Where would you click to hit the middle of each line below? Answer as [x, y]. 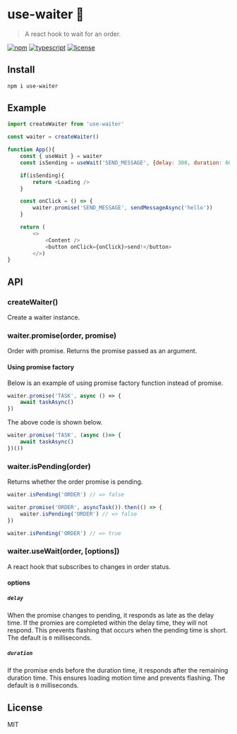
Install [21, 70]
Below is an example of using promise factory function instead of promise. [115, 383]
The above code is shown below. [55, 422]
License [25, 708]
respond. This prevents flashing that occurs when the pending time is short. [117, 630]
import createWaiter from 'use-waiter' [66, 124]
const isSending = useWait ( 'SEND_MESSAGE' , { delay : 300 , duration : [121, 163]
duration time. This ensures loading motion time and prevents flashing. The [116, 678]
